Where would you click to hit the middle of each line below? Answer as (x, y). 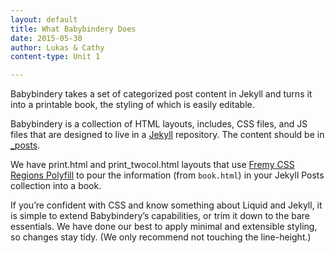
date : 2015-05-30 (46, 38)
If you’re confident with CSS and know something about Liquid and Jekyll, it (166, 205)
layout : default (44, 19)
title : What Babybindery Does (73, 29)
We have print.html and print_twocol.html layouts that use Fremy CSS (152, 165)
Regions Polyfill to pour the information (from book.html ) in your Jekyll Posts (167, 175)
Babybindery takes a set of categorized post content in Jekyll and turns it (161, 94)
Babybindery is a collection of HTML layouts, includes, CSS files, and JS (159, 124)
